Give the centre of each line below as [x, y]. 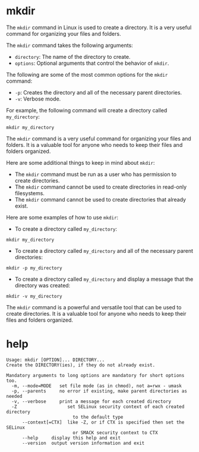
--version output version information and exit [83, 443]
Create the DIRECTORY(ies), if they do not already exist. [81, 365]
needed [14, 396]
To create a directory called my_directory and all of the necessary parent [104, 250]
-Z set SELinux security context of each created [98, 407]
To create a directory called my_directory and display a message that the [104, 279]
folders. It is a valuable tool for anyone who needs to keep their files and [94, 145]
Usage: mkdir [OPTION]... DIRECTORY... [56, 360]
